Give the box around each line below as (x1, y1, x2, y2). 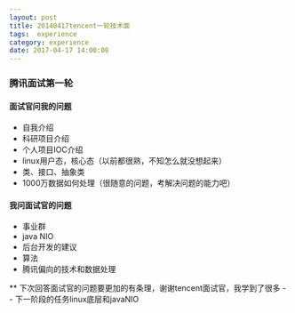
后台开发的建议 (21, 242, 77, 253)
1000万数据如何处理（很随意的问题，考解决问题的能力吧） (21, 178, 235, 189)
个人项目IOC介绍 (21, 144, 84, 156)
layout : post (9, 12, 58, 22)
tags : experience (9, 29, 77, 38)
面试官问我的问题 (9, 100, 72, 111)
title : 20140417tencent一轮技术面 (9, 21, 131, 30)
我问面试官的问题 (9, 199, 72, 210)
